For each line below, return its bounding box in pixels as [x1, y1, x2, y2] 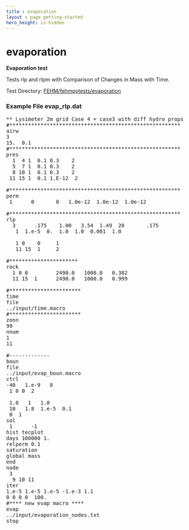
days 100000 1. [6, 435, 50, 441]
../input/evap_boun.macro [6, 370, 82, 376]
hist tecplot [6, 429, 44, 435]
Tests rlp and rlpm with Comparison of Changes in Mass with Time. [6, 76, 170, 83]
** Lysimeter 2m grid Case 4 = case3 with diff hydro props [6, 116, 184, 122]
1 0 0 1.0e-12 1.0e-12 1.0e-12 [9, 199, 146, 205]
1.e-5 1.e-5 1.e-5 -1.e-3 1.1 [6, 488, 94, 495]
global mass [6, 453, 41, 459]
